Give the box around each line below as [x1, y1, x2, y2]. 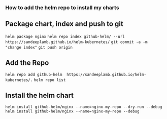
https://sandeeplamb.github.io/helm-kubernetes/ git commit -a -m [5, 39, 148, 45]
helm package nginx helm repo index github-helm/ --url [5, 34, 125, 39]
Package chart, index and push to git [5, 20, 123, 28]
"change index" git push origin [5, 45, 73, 50]
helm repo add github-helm [5, 72, 62, 77]
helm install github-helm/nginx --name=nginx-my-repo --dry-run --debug [5, 104, 162, 110]
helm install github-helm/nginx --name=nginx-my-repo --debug [5, 109, 140, 114]
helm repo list [34, 77, 66, 83]
